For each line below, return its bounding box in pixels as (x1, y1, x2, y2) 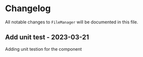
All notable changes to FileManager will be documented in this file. (5, 19, 139, 25)
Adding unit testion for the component (5, 46, 82, 52)
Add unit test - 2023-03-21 (5, 33, 89, 41)
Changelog (5, 3, 51, 14)
